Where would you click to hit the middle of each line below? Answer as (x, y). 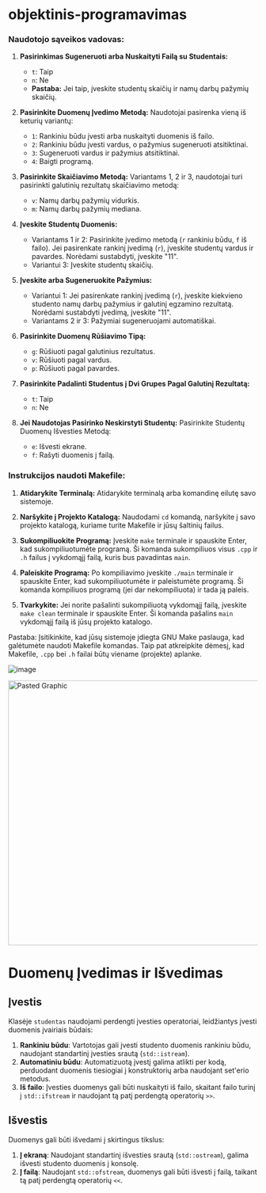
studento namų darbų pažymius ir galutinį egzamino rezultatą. (132, 304)
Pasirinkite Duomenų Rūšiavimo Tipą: (83, 336)
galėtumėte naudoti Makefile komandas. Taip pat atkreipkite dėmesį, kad (126, 645)
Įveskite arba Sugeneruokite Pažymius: (86, 280)
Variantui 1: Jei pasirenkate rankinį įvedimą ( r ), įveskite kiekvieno (137, 295)
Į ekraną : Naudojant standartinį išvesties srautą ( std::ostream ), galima (134, 1155)
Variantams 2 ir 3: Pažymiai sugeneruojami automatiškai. (123, 321)
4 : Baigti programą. (62, 162)
